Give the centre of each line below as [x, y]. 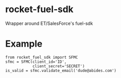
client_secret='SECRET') [58, 66]
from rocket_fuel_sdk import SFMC [42, 57]
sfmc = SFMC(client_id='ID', [36, 62]
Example [24, 44]
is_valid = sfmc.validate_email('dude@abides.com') [61, 70]
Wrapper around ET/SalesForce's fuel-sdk [49, 23]
